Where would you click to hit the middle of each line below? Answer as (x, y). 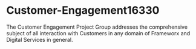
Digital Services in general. (40, 39)
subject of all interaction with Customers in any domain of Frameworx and (98, 33)
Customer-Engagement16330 (83, 10)
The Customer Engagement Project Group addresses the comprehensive (97, 27)
